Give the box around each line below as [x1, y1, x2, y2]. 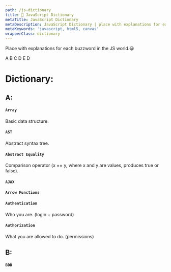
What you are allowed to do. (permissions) [5, 233, 94, 239]
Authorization [5, 223, 36, 228]
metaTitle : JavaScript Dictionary [5, 17, 79, 22]
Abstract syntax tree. [5, 140, 49, 146]
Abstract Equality [5, 152, 44, 157]
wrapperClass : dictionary [5, 31, 60, 36]
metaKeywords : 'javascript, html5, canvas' [5, 27, 99, 32]
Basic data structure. [5, 118, 49, 124]
